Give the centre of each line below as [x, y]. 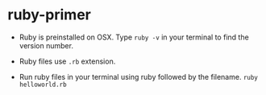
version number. [46, 45]
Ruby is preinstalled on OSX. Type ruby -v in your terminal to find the [134, 37]
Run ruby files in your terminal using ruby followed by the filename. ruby [139, 76]
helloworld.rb [43, 85]
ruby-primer [50, 15]
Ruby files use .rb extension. [67, 61]
